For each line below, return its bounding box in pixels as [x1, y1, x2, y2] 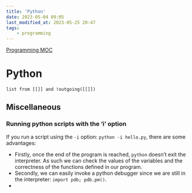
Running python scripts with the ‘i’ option [6, 120, 127, 128]
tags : [6, 25, 19, 31]
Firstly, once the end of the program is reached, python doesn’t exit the [14, 151, 186, 158]
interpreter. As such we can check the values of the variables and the [14, 157, 183, 164]
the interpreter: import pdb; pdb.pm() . [14, 175, 107, 182]
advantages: [6, 139, 36, 147]
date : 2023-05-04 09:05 [6, 14, 65, 20]
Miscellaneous [6, 102, 61, 112]
